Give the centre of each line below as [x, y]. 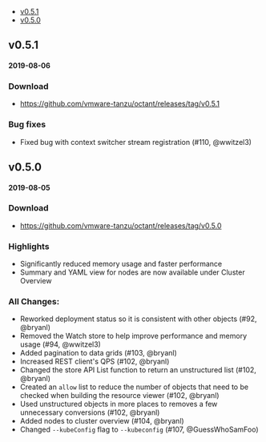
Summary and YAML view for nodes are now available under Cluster [133, 272]
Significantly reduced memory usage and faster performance [121, 264]
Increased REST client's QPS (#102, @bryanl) [95, 362]
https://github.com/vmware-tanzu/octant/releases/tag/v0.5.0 [121, 225]
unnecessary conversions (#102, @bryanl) [90, 412]
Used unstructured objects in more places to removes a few [119, 404]
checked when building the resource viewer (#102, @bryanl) [119, 396]
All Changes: [34, 302]
